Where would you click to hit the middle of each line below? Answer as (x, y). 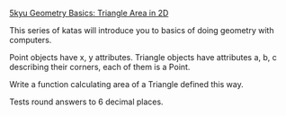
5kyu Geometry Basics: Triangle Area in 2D (89, 13)
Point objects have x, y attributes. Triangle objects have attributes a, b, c (143, 57)
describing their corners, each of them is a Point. (100, 67)
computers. (31, 40)
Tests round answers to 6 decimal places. (86, 102)
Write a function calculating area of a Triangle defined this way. (127, 84)
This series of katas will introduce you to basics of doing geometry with (142, 30)
